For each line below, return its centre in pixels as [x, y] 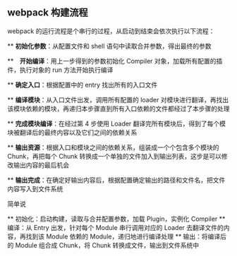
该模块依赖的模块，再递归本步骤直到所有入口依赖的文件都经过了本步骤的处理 [119, 109]
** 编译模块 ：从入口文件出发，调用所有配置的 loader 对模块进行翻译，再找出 [118, 99]
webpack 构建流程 [48, 13]
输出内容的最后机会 [41, 165]
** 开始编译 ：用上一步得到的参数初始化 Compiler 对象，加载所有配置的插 [115, 61]
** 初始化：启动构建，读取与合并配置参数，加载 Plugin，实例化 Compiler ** [116, 219]
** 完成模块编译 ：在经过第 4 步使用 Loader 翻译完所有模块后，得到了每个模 [117, 123]
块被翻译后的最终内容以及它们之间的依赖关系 [72, 132]
